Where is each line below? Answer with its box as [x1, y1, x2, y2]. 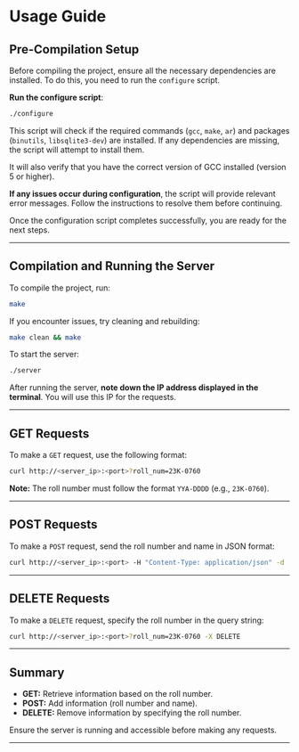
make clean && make [9, 332, 82, 342]
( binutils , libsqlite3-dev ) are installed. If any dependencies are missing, [9, 135, 280, 145]
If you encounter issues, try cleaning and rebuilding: [9, 315, 200, 326]
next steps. [9, 225, 51, 235]
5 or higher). [9, 171, 55, 182]
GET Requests [9, 426, 90, 441]
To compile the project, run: [9, 282, 111, 293]
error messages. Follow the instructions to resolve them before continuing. [9, 198, 283, 208]
